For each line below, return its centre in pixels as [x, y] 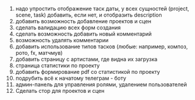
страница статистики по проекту [58, 65]
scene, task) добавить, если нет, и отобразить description [89, 15]
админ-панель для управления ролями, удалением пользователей [101, 85]
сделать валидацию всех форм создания [68, 27]
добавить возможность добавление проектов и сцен [83, 21]
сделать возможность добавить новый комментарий [83, 34]
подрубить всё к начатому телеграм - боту [71, 78]
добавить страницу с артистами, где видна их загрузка [86, 59]
